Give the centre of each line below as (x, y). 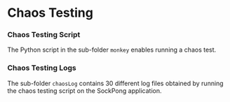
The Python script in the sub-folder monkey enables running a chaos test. (112, 50)
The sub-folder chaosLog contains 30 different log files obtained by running (115, 83)
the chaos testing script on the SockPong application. (84, 90)
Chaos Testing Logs (42, 68)
